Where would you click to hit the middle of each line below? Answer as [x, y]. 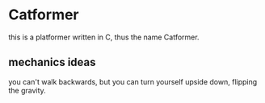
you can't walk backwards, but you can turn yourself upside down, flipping [133, 81]
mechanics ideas [52, 62]
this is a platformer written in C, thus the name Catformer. [104, 37]
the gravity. [27, 90]
